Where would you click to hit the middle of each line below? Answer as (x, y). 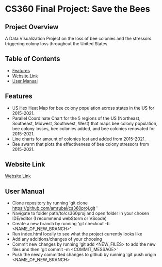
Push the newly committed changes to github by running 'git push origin (84, 255)
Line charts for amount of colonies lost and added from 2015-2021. (79, 139)
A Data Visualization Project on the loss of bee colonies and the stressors (78, 38)
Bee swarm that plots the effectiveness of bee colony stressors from (81, 144)
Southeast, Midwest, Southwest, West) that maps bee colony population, (85, 123)
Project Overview (32, 27)
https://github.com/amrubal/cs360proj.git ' (55, 208)
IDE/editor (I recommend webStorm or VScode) (59, 218)
